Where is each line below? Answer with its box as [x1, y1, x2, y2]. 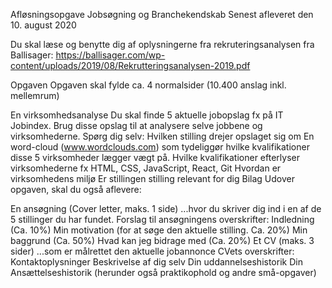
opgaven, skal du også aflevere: [10, 184, 142, 195]
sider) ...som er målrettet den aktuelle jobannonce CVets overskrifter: [10, 245, 295, 257]
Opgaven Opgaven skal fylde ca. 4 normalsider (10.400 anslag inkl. [10, 79, 287, 91]
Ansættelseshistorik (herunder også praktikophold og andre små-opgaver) [10, 267, 317, 278]
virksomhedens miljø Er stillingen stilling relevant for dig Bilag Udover [10, 173, 295, 184]
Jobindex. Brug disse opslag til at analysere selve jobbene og [10, 120, 263, 131]
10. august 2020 [10, 19, 77, 31]
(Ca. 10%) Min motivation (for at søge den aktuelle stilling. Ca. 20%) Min [10, 224, 308, 236]
